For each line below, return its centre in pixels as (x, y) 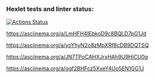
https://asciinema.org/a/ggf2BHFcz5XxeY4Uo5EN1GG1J (75, 68)
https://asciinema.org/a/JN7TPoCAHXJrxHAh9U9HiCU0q (77, 57)
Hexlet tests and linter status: (50, 9)
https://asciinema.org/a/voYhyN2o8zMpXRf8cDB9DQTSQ (77, 45)
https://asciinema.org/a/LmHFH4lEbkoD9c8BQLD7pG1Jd (76, 34)
